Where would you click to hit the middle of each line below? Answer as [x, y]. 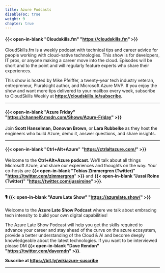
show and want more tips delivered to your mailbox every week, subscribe [80, 91]
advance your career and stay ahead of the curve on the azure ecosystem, [81, 230]
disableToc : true [23, 14]
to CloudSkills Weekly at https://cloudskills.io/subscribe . [64, 96]
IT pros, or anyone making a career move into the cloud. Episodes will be [79, 61]
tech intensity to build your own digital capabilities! [56, 215]
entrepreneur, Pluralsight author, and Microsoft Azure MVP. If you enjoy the [81, 86]
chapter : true [20, 23]
